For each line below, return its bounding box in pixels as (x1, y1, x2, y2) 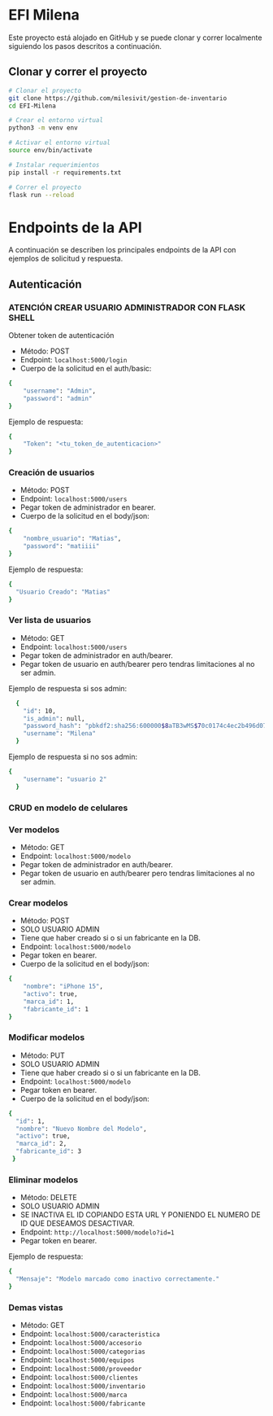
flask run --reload (8, 191, 75, 199)
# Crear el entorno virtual (8, 116, 104, 125)
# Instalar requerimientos (8, 160, 100, 169)
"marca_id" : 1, (23, 997, 75, 1006)
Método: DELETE (19, 1193, 77, 1203)
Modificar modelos (8, 1032, 85, 1043)
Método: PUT (19, 1050, 65, 1060)
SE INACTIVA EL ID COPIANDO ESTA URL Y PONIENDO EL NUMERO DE (19, 1210, 262, 1220)
